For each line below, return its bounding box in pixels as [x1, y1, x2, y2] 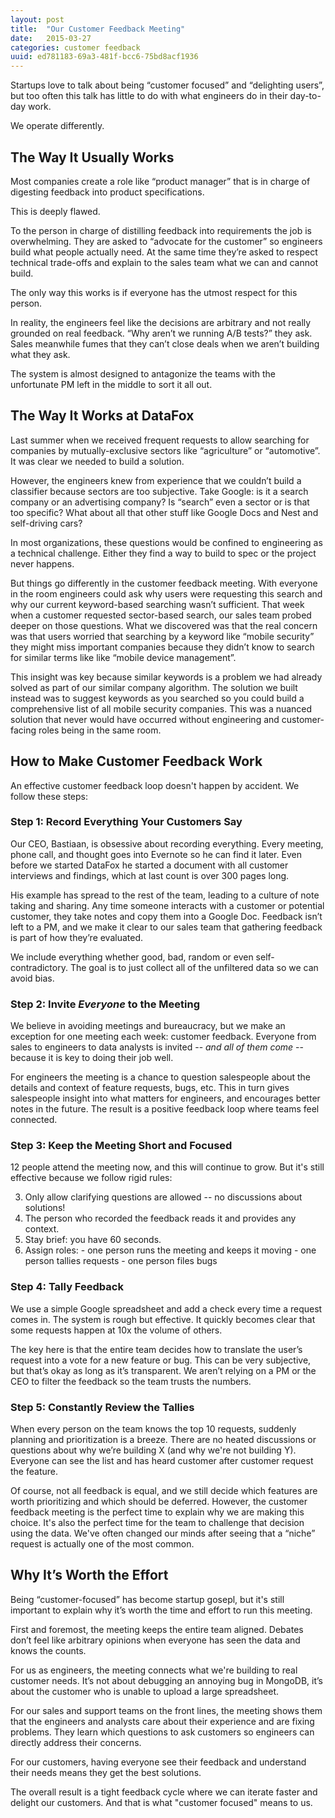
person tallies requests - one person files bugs [24, 1255, 218, 1267]
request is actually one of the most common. [10, 1538, 195, 1550]
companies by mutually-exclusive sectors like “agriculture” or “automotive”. [10, 444, 321, 456]
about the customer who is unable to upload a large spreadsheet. [10, 1685, 280, 1697]
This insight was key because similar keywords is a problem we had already [10, 671, 323, 683]
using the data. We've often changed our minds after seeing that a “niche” [10, 1527, 316, 1540]
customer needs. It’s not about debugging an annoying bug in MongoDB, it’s [10, 1674, 323, 1686]
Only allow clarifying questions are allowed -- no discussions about [24, 1191, 303, 1203]
